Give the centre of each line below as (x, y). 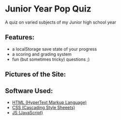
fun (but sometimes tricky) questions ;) (51, 59)
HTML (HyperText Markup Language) (49, 102)
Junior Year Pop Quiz (48, 9)
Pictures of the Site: (36, 74)
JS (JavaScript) (28, 112)
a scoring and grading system (42, 54)
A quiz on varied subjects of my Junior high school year (60, 22)
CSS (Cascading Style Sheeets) (44, 107)
